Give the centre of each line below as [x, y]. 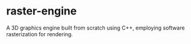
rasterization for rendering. [40, 34]
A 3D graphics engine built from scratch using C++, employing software [95, 28]
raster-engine [42, 11]
